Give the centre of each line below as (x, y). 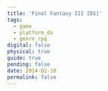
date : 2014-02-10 (32, 70)
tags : (15, 20)
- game (23, 26)
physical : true (29, 52)
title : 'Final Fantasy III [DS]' (55, 13)
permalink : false (32, 77)
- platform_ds (33, 32)
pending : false (29, 64)
